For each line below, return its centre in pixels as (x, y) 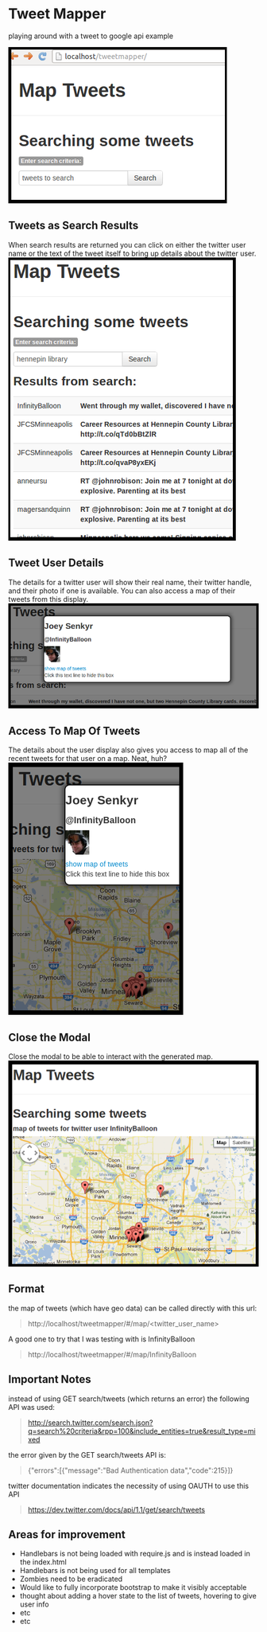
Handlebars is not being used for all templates (95, 1571)
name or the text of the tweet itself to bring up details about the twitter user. (132, 253)
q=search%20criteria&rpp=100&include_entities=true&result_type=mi (141, 1431)
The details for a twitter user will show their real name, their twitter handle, (130, 582)
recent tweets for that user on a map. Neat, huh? (88, 759)
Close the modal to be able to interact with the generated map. (110, 1056)
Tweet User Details (56, 563)
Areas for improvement (67, 1534)
